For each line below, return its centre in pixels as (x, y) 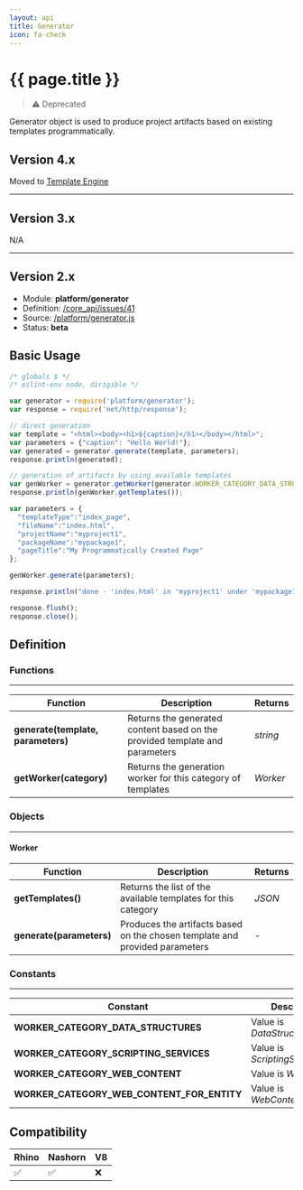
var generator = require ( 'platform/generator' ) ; (102, 401)
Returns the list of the (165, 887)
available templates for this (177, 897)
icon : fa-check (38, 34)
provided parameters (165, 946)
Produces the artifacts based (182, 924)
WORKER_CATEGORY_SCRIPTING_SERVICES (112, 1054)
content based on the (173, 730)
